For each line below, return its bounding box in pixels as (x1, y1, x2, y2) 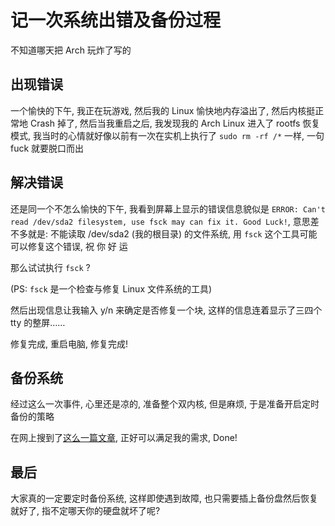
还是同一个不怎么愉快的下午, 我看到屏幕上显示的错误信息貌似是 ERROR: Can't (10, 202, 326, 215)
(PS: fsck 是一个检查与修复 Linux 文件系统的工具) (10, 282, 213, 295)
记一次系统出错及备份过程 (10, 9, 222, 32)
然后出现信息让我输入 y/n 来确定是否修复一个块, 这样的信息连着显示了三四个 (10, 304, 323, 316)
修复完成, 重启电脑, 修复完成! (10, 337, 128, 350)
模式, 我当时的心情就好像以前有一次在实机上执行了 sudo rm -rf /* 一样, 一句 (10, 129, 325, 141)
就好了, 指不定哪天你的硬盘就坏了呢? (10, 505, 161, 517)
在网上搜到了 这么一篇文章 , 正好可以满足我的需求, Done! (10, 432, 238, 444)
